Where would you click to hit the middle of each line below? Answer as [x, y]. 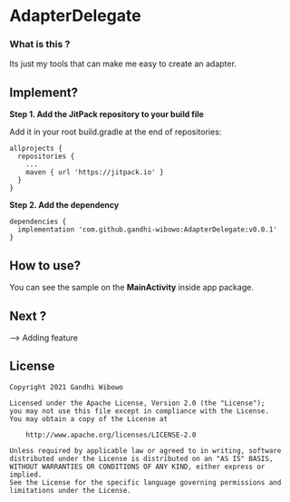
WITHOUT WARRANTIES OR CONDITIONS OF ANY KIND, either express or [137, 467]
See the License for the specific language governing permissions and [145, 482]
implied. [26, 474]
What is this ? [40, 44]
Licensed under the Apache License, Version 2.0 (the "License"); [137, 403]
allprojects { [36, 149]
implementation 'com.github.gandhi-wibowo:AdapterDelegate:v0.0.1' [148, 230]
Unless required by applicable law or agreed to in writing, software [145, 450]
